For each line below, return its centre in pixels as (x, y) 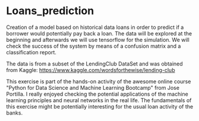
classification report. (31, 52)
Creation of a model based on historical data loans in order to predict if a (95, 27)
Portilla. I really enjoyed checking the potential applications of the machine (97, 94)
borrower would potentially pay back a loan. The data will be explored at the (99, 33)
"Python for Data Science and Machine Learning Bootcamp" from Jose (93, 87)
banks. (14, 113)
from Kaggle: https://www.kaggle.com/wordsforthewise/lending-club (91, 70)
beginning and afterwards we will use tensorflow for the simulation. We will (98, 40)
